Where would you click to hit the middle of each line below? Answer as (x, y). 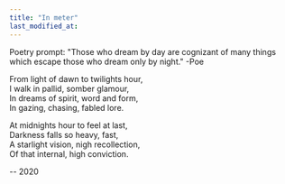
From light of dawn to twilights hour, (76, 78)
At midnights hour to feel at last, (69, 125)
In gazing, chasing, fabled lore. (67, 107)
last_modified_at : (44, 26)
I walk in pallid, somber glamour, (69, 88)
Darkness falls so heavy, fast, (64, 134)
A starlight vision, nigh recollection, (75, 144)
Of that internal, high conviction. (69, 153)
